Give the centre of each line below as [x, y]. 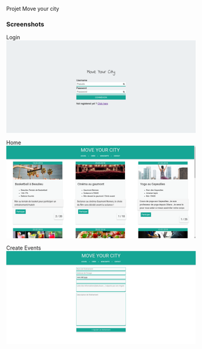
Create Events [24, 248]
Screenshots [25, 24]
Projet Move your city [33, 9]
